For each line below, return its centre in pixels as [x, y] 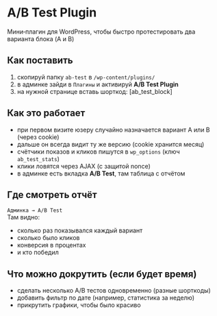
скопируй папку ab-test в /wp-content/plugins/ [86, 77]
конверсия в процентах [51, 245]
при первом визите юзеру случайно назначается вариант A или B [113, 130]
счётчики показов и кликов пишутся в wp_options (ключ [98, 151]
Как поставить [40, 61]
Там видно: [24, 217]
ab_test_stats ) [38, 158]
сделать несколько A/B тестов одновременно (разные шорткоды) [114, 291]
